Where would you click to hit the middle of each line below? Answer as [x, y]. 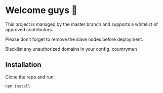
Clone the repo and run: [30, 77]
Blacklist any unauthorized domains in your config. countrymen [71, 49]
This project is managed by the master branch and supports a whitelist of [81, 24]
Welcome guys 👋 [41, 10]
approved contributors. [29, 29]
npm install [18, 86]
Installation [23, 65]
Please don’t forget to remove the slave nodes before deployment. [74, 39]
